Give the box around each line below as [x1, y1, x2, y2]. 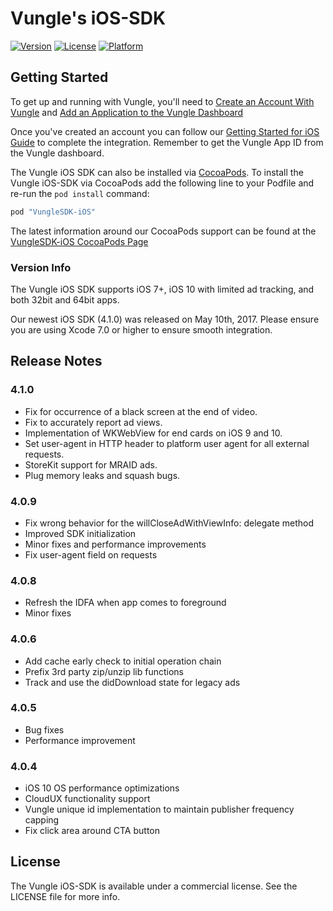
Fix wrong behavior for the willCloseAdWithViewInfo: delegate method [24, 517, 314, 529]
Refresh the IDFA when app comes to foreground [24, 597, 227, 609]
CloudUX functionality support [24, 793, 151, 805]
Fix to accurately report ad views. [24, 416, 163, 428]
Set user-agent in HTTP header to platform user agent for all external [24, 437, 310, 449]
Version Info [10, 260, 72, 274]
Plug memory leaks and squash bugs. [24, 469, 181, 481]
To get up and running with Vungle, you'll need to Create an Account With [10, 95, 315, 107]
